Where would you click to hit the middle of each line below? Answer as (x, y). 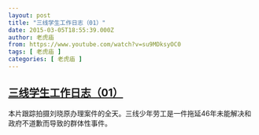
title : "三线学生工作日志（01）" (57, 23)
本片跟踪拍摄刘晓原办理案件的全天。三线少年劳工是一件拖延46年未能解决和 (130, 113)
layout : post (30, 15)
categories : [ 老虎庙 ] (45, 60)
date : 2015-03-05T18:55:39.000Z (61, 30)
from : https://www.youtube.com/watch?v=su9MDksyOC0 (94, 45)
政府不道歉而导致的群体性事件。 (60, 123)
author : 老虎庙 (31, 37)
